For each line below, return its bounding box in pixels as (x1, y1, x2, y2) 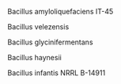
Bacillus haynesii (7, 53, 62, 62)
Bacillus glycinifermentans (7, 37, 93, 47)
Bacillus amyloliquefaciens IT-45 (7, 7, 114, 16)
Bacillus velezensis (7, 22, 70, 31)
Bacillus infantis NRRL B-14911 (7, 68, 106, 78)
